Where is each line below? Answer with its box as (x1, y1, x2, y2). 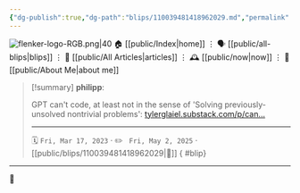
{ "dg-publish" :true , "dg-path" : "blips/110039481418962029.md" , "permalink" (9, 13, 290, 22)
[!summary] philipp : (30, 81, 105, 92)
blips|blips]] (9, 51, 54, 63)
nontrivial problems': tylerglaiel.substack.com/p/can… (66, 108, 266, 119)
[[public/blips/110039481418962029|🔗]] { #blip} (30, 147, 207, 158)
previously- (224, 99, 266, 110)
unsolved (30, 108, 65, 119)
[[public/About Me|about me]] (9, 64, 120, 75)
